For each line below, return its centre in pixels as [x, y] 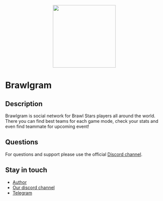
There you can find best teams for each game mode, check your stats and [82, 121]
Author [20, 182]
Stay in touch [26, 170]
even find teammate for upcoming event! [47, 126]
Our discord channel [34, 187]
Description [24, 104]
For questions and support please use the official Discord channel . [74, 154]
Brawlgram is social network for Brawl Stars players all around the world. [80, 116]
